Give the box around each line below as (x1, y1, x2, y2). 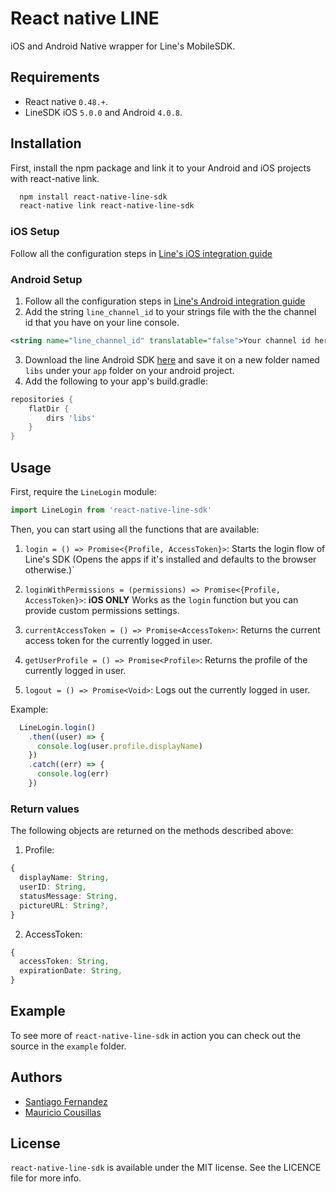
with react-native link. (10, 172, 100, 184)
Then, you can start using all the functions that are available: (10, 523, 260, 535)
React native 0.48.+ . (24, 95, 109, 107)
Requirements (10, 69, 100, 86)
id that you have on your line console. (24, 316, 180, 328)
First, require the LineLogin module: (10, 485, 157, 497)
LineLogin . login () (19, 722, 97, 732)
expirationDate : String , (19, 966, 123, 976)
